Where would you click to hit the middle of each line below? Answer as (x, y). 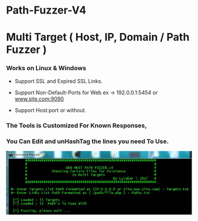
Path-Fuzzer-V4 (46, 10)
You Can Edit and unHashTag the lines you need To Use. (88, 141)
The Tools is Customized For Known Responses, (77, 126)
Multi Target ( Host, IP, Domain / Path (98, 37)
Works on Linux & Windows (46, 68)
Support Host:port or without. (50, 110)
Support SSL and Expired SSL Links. (59, 81)
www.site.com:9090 (39, 98)
